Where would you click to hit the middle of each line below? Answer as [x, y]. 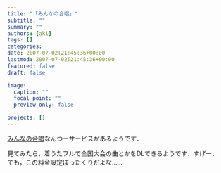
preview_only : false [44, 105]
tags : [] [20, 40]
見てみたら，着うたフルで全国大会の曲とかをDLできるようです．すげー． [113, 153]
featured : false [31, 66]
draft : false [26, 72]
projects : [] [26, 118]
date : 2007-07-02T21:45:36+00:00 [56, 53]
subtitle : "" [26, 20]
